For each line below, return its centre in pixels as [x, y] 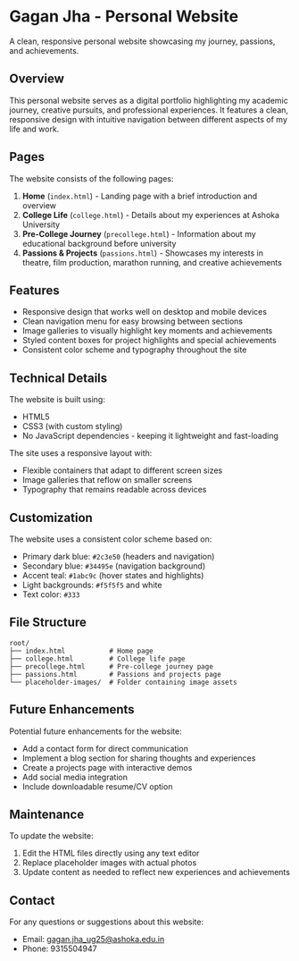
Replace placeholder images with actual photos [109, 863]
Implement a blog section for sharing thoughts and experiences [139, 758]
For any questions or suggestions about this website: [106, 922]
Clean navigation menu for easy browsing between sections [133, 321]
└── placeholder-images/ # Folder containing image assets [124, 682]
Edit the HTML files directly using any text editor [111, 853]
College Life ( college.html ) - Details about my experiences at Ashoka [150, 215]
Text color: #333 [51, 594]
